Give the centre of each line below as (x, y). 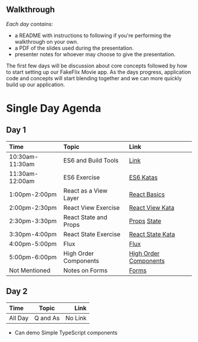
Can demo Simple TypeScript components (66, 333)
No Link (76, 318)
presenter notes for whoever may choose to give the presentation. (95, 54)
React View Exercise (92, 207)
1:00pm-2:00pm (33, 194)
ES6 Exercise (82, 177)
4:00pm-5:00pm (33, 243)
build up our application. (36, 84)
